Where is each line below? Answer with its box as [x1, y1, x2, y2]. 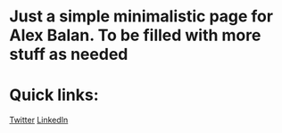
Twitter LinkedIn [9, 114, 69, 126]
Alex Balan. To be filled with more [9, 25, 261, 46]
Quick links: [9, 85, 100, 105]
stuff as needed [9, 45, 129, 64]
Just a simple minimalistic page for [9, 6, 274, 27]
